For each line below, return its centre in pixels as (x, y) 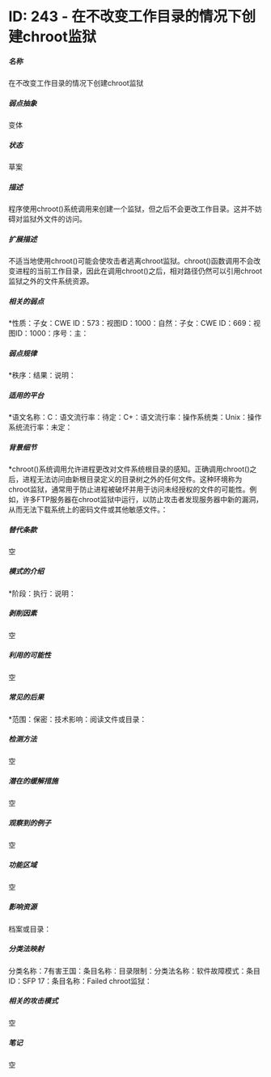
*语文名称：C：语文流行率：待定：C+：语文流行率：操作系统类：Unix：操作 (135, 416)
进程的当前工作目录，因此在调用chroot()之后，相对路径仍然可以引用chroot (139, 271)
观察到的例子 (30, 823)
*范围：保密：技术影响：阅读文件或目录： (78, 719)
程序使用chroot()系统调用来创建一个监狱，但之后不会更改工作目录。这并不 (131, 209)
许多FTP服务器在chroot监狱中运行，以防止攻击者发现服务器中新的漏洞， (142, 499)
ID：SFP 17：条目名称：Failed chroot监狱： (80, 981)
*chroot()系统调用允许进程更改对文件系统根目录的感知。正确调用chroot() (129, 469)
